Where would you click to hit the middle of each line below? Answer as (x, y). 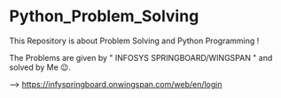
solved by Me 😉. (40, 67)
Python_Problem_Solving (104, 16)
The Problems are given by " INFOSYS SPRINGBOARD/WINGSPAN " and (141, 57)
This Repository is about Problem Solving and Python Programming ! (134, 41)
